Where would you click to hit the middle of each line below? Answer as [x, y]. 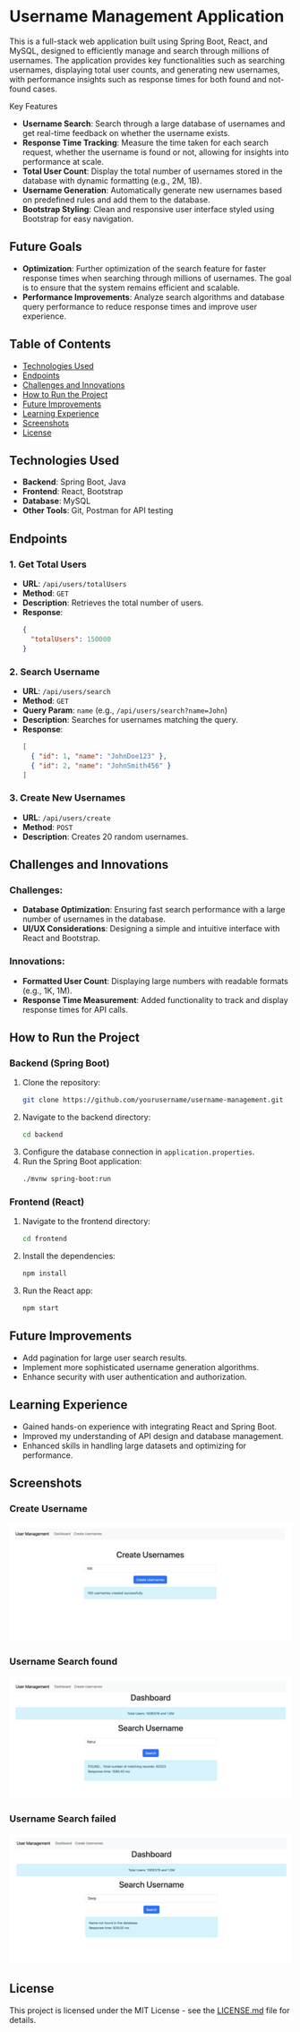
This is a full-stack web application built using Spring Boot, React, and [139, 41]
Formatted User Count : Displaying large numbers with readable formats [155, 981]
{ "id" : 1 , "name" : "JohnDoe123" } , [99, 756]
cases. [45, 89]
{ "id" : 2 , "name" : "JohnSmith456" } [101, 766]
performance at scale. [63, 161]
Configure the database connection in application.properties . [138, 1152]
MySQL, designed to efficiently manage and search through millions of [140, 50]
